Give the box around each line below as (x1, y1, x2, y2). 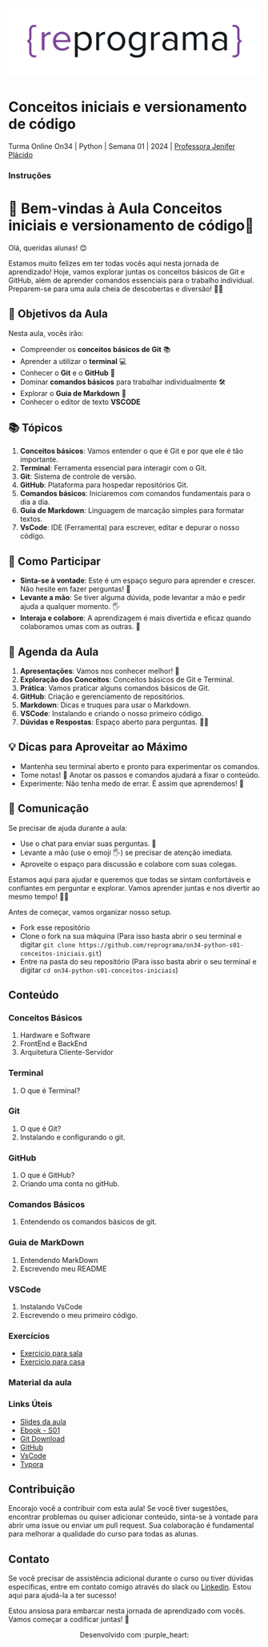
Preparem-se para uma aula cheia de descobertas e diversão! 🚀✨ (8, 283, 224, 294)
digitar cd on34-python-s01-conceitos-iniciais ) (19, 965, 178, 975)
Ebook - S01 (19, 1425, 61, 1435)
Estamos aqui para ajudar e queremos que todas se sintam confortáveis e (8, 875, 251, 884)
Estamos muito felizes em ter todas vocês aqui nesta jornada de (8, 258, 219, 268)
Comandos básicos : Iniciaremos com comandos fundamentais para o (19, 489, 250, 499)
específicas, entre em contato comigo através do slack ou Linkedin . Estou (8, 1582, 252, 1592)
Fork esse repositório (19, 923, 90, 932)
